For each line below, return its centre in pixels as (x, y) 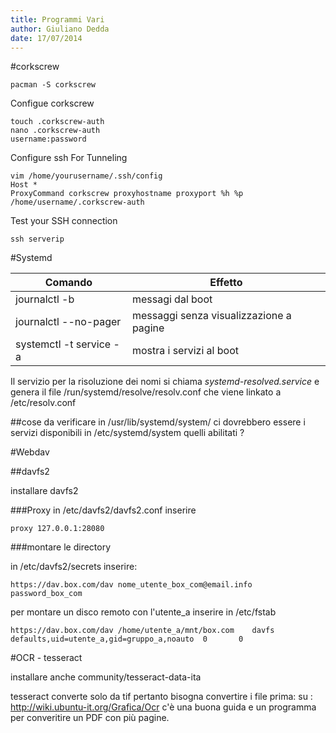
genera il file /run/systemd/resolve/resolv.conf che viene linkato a (146, 392)
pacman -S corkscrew (53, 85)
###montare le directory (61, 547)
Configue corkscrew (52, 103)
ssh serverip (37, 239)
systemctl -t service (63, 344)
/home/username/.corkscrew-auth (77, 202)
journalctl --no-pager (68, 322)
